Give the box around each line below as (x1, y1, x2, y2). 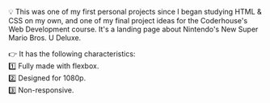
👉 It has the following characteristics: (8, 49, 136, 59)
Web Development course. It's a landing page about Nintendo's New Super (8, 24, 259, 34)
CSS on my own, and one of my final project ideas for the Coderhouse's (8, 16, 248, 25)
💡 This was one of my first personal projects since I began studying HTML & (8, 7, 263, 16)
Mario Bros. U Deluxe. (8, 33, 82, 43)
